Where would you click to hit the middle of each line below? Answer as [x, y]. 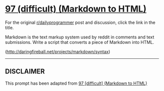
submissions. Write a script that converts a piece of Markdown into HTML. [80, 42]
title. [10, 27]
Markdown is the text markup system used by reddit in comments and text [80, 37]
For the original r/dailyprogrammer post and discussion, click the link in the [80, 22]
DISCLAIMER [25, 72]
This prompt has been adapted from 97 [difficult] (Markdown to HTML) [76, 83]
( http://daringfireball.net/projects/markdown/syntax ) [58, 52]
